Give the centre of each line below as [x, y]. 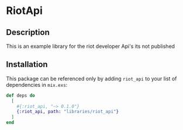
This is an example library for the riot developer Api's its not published [91, 46]
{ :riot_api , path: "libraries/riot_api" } [68, 112]
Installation [27, 64]
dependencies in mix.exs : [37, 85]
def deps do [20, 95]
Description [28, 32]
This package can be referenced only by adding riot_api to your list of [91, 78]
